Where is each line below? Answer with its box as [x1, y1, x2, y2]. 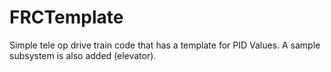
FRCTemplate [9, 6, 124, 29]
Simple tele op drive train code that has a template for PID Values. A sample [9, 39, 321, 51]
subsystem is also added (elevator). [9, 49, 157, 61]
